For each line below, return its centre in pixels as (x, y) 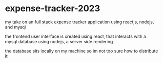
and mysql (15, 27)
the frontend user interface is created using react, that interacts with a (76, 36)
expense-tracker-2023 (52, 8)
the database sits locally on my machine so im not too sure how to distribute (81, 51)
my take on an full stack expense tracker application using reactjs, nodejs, (80, 22)
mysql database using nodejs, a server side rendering (59, 41)
